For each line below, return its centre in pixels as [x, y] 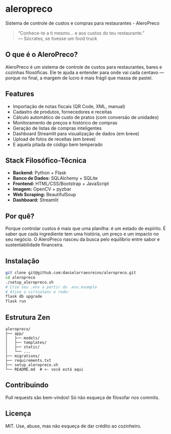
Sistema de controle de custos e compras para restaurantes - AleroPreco [82, 23]
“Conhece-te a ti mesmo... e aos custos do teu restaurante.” [81, 33]
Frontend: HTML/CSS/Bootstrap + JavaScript [61, 184]
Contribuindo [27, 385]
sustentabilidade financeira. [35, 245]
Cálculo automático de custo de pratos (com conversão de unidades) [86, 117]
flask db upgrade [24, 297]
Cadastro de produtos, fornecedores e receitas [62, 112]
